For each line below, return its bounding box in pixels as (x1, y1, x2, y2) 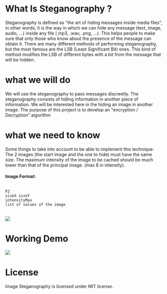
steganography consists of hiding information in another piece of (5, 96, 139, 102)
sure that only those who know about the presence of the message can (5, 35, 152, 41)
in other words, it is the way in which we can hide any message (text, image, (5, 24, 162, 30)
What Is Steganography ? (5, 3, 112, 14)
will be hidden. (5, 56, 35, 62)
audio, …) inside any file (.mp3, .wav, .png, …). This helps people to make (5, 30, 156, 36)
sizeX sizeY (5, 193, 30, 198)
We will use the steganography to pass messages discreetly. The (5, 90, 139, 96)
